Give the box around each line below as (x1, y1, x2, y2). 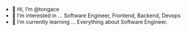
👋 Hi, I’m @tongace (11, 6, 60, 13)
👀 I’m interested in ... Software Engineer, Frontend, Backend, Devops (11, 12, 181, 19)
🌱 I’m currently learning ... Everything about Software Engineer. (11, 18, 168, 25)
